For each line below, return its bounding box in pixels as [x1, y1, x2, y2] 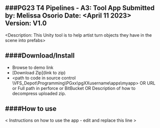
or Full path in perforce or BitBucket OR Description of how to [12, 85, 136, 91]
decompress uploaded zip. [12, 90, 66, 96]
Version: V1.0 [5, 19, 47, 27]
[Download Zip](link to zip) [12, 69, 66, 75]
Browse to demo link [12, 64, 54, 70]
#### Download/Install [5, 51, 75, 60]
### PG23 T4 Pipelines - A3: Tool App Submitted [5, 4, 155, 12]
